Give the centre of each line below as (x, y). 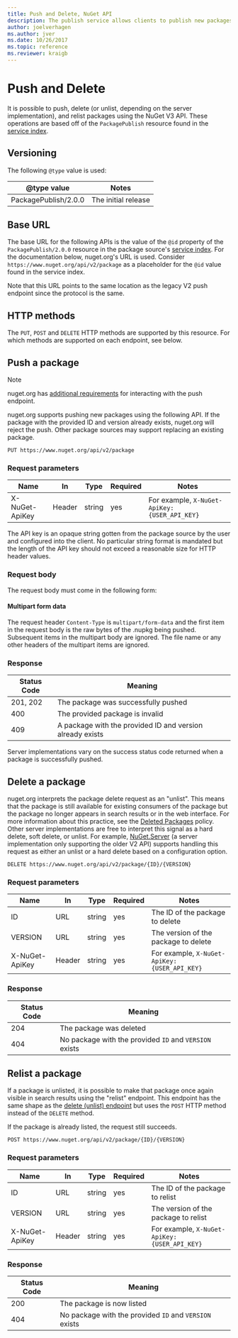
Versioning (32, 153)
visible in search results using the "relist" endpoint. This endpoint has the (114, 1098)
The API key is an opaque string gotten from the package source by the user (119, 533)
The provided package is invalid (110, 714)
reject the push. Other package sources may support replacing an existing (116, 430)
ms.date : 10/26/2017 (38, 40)
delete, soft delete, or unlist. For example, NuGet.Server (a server (103, 836)
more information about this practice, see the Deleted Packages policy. (111, 821)
